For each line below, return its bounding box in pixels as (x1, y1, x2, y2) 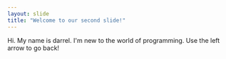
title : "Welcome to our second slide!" (7, 17, 126, 24)
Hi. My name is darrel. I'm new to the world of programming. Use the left (7, 36, 220, 44)
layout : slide (7, 10, 50, 18)
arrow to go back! (7, 44, 59, 52)
